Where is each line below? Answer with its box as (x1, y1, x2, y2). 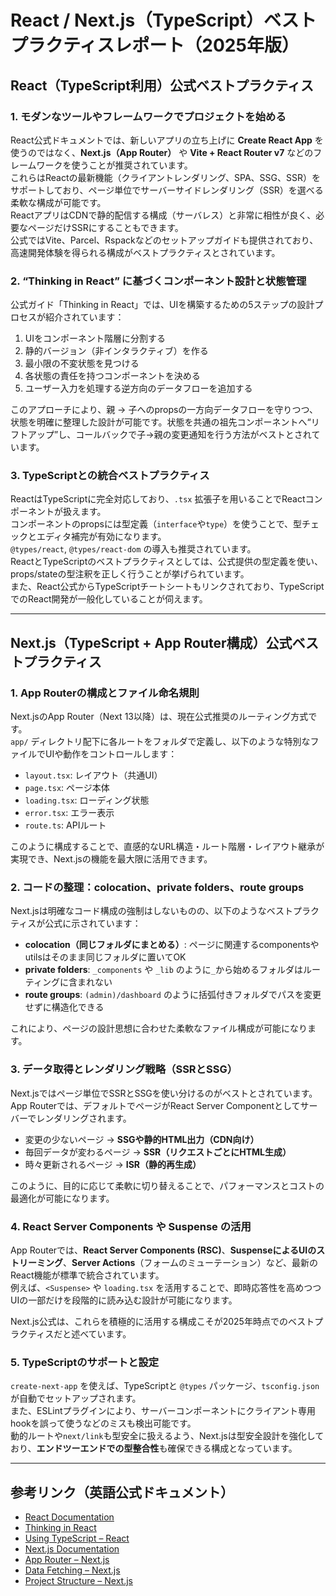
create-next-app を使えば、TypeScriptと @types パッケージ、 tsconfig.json (10, 1380, 320, 1392)
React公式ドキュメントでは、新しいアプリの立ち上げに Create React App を (10, 134, 324, 146)
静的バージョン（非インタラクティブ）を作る (24, 345, 209, 357)
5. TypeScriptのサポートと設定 (10, 1355, 160, 1369)
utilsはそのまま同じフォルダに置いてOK (24, 951, 187, 963)
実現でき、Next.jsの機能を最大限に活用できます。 (10, 853, 213, 865)
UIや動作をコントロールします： (44, 748, 178, 760)
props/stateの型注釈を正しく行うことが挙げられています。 (10, 568, 250, 580)
